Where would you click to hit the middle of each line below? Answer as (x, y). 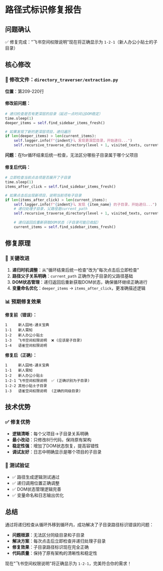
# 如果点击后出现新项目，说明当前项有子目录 (43, 195)
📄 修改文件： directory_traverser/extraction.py (62, 80)
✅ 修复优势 (18, 422)
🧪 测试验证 (17, 465)
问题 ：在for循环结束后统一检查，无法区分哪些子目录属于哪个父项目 (72, 155)
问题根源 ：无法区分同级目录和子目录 (48, 535)
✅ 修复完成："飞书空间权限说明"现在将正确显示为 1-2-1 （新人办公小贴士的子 (81, 42)
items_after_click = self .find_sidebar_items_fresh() (61, 187)
